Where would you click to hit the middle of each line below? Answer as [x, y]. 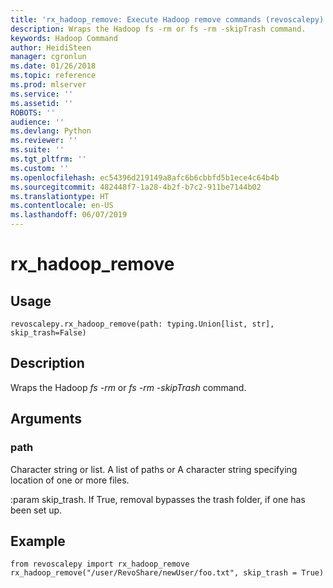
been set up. [36, 510]
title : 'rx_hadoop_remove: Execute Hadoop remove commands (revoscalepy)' [169, 19]
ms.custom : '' [40, 168]
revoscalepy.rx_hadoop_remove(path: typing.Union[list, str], [142, 324]
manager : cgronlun [48, 57]
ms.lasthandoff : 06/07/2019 [69, 215]
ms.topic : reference [53, 76]
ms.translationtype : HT [60, 196]
